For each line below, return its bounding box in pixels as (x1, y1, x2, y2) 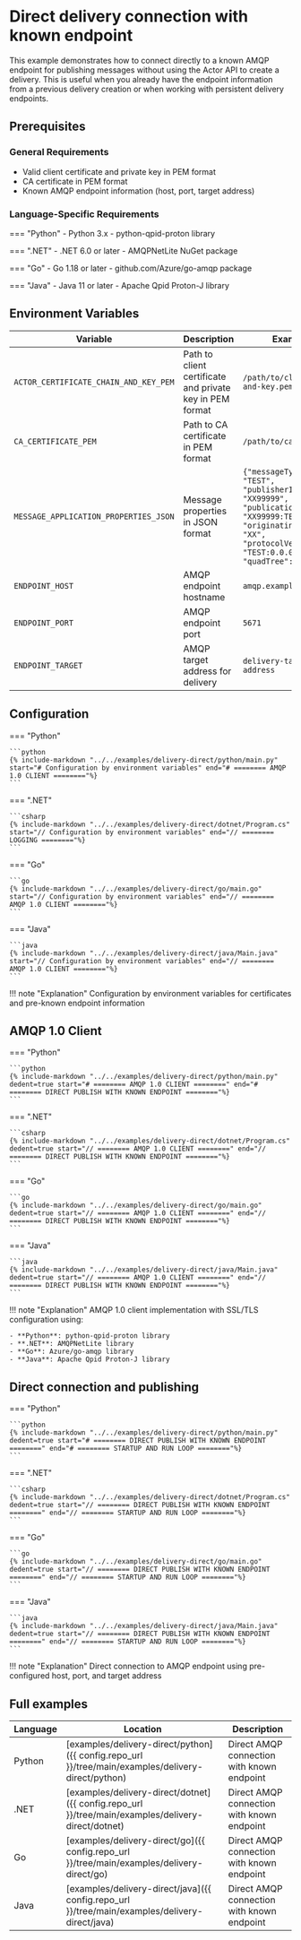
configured (9, 1670, 50, 1681)
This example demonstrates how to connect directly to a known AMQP (9, 55, 270, 65)
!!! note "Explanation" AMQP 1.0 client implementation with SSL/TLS (9, 1305, 259, 1315)
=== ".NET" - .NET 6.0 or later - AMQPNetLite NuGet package (9, 245, 238, 256)
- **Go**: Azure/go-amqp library (9, 1347, 134, 1357)
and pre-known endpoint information (9, 997, 145, 1008)
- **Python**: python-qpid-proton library (9, 1332, 170, 1341)
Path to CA (183, 418, 228, 431)
